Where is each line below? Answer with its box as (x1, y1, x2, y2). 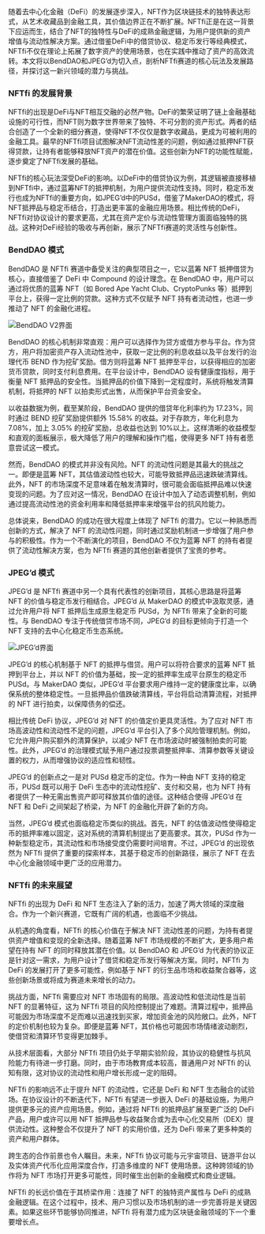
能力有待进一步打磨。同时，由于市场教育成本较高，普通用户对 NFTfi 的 (14, 1058, 244, 1068)
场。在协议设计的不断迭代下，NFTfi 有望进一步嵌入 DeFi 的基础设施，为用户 (8, 1095, 255, 1104)
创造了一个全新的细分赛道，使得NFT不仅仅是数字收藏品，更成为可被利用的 (14, 127, 257, 137)
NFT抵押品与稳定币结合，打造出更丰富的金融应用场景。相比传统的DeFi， (8, 203, 244, 213)
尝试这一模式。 (14, 442, 64, 452)
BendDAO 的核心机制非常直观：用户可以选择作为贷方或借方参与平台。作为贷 (8, 337, 256, 346)
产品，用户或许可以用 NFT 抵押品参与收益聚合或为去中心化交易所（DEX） (8, 1115, 247, 1124)
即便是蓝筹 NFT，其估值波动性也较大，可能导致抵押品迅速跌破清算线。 (21, 469, 252, 479)
